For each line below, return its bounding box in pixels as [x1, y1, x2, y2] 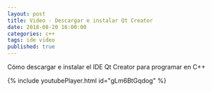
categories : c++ [7, 30, 55, 38]
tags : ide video [7, 37, 55, 44]
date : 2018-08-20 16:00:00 [7, 23, 87, 30]
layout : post [7, 10, 46, 18]
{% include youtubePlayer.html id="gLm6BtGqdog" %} [7, 76, 167, 85]
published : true [7, 43, 55, 50]
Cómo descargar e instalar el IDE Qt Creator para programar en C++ [7, 63, 206, 71]
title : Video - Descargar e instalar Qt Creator [7, 17, 153, 24]
